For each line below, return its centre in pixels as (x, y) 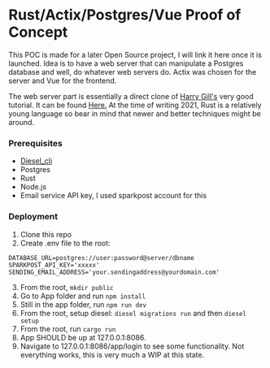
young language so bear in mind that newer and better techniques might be (135, 113)
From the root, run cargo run (68, 329)
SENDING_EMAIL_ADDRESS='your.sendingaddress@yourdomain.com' (114, 272)
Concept (38, 32)
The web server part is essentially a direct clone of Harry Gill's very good (131, 96)
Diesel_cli (36, 161)
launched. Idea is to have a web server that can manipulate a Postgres (126, 63)
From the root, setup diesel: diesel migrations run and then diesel (133, 313)
